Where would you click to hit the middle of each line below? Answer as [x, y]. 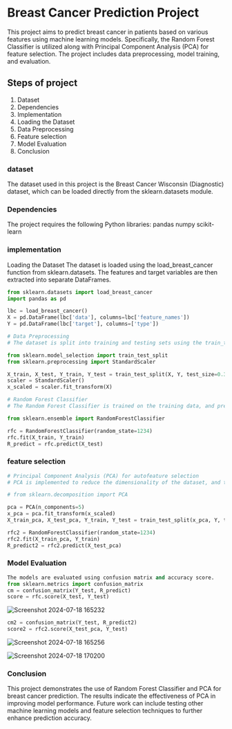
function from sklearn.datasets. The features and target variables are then [113, 272]
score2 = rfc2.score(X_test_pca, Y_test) [68, 629]
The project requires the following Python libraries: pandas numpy [101, 224]
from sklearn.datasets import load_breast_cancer [80, 292]
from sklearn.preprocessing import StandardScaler [81, 362]
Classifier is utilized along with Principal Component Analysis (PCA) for [108, 46]
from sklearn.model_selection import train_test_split [88, 355]
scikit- [205, 224]
